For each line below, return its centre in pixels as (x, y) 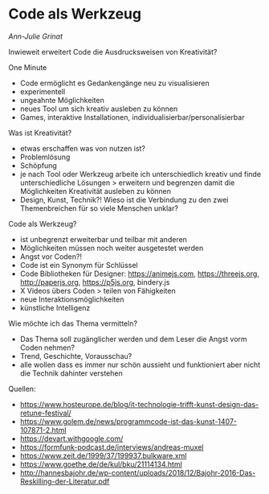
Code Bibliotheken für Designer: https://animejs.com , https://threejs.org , (139, 274)
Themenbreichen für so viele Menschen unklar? (99, 208)
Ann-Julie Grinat (35, 36)
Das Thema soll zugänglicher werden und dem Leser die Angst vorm (133, 339)
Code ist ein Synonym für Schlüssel (79, 265)
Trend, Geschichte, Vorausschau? (76, 356)
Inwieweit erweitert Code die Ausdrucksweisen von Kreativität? (113, 51)
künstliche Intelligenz (55, 307)
